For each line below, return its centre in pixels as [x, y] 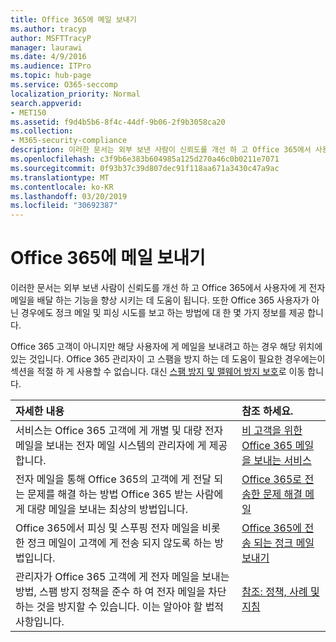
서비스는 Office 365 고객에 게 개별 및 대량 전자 [119, 431]
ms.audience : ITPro [51, 66]
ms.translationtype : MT [60, 177]
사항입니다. [40, 622]
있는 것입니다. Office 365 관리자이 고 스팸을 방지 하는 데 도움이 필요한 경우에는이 [168, 359]
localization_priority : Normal [75, 94]
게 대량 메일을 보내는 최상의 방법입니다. [102, 509]
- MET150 [28, 112]
